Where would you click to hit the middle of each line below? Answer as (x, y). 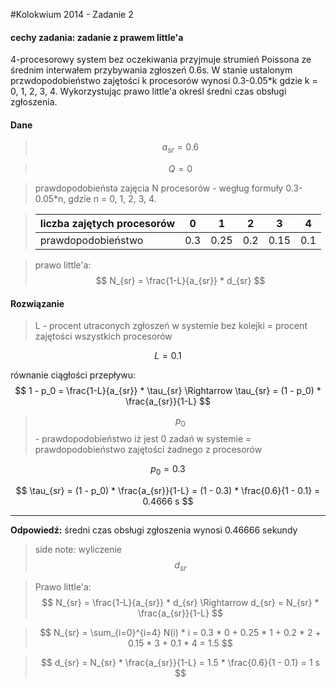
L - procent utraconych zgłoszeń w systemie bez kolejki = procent (171, 326)
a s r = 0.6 (180, 148)
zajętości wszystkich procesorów (103, 336)
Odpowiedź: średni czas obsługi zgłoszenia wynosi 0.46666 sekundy (154, 530)
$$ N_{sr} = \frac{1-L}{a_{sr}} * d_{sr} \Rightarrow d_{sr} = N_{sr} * (180, 602)
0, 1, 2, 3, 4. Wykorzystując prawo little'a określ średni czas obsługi (148, 91)
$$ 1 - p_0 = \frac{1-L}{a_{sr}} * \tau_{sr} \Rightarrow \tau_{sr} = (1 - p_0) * (168, 391)
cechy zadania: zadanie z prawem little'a (97, 37)
